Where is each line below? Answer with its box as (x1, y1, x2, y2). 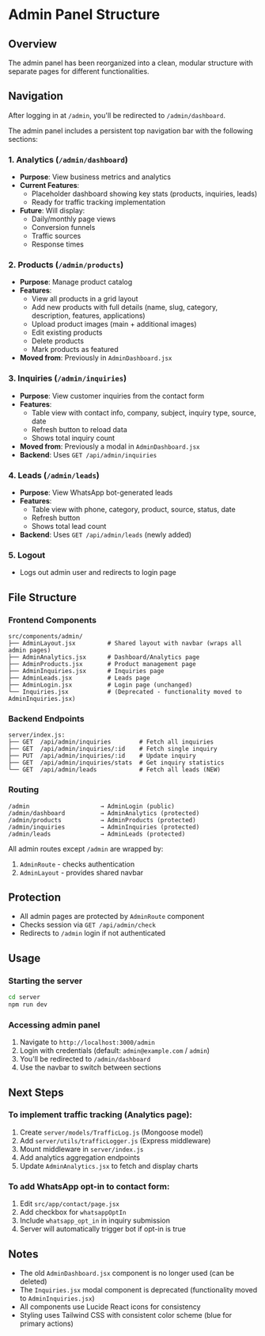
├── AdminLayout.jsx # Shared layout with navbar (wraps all (8, 639, 243, 647)
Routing (8, 784, 40, 795)
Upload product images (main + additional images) (31, 320, 197, 329)
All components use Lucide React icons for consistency (19, 1302, 201, 1311)
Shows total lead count (31, 522, 107, 530)
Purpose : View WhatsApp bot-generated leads (19, 488, 173, 497)
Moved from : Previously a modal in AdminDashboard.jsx (19, 442, 200, 451)
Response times (31, 239, 85, 249)
